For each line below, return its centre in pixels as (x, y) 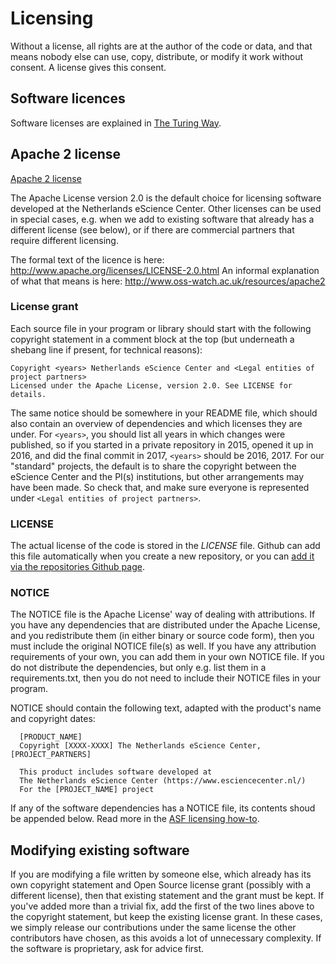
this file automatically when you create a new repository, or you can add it (162, 556)
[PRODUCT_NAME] (51, 737)
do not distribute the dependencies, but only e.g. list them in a (138, 668)
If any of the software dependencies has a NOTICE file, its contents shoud (163, 808)
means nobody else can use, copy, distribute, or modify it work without (157, 56)
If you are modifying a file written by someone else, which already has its (161, 874)
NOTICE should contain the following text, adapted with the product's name (166, 708)
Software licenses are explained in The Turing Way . (116, 123)
